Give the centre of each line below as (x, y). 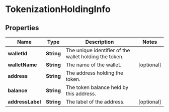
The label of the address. (95, 102)
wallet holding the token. (95, 57)
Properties (22, 28)
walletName (22, 65)
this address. (81, 94)
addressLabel (24, 102)
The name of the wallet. (94, 65)
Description (100, 42)
